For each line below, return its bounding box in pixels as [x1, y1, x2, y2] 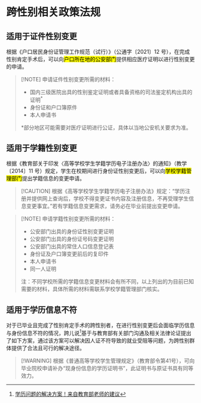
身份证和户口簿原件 [29, 103, 78, 111]
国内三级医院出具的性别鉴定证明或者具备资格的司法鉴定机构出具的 [29, 88, 193, 96]
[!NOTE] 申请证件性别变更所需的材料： [20, 76, 116, 83]
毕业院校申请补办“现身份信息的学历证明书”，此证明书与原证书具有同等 [20, 364, 194, 371]
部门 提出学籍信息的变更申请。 [11, 175, 85, 182]
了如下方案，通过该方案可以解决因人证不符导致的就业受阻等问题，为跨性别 [6, 337, 190, 344]
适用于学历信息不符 [6, 304, 77, 315]
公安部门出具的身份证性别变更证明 [29, 228, 114, 235]
